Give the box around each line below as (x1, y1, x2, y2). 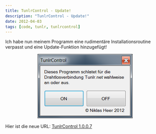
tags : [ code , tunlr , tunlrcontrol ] (5, 24, 81, 29)
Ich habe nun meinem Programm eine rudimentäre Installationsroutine (5, 38, 151, 45)
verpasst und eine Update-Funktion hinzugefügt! (5, 44, 107, 50)
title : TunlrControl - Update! (5, 8, 71, 13)
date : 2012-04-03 (5, 19, 42, 24)
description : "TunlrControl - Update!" (5, 13, 90, 19)
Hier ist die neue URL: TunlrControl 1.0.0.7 (5, 123, 92, 129)
